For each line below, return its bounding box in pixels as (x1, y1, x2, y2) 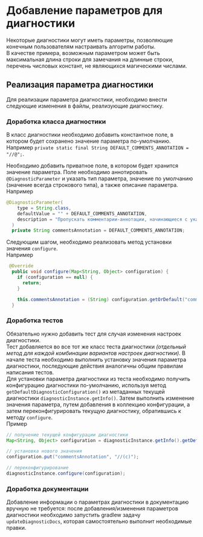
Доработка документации (6, 484, 89, 493)
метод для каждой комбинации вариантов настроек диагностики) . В (6, 349, 186, 357)
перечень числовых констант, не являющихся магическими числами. (6, 62, 187, 70)
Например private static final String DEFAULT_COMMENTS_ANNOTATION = (6, 144, 189, 151)
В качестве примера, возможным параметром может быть (6, 49, 160, 56)
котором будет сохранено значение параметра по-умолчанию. (6, 137, 171, 145)
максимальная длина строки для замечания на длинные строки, (6, 56, 174, 63)
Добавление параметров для (6, 4, 163, 18)
